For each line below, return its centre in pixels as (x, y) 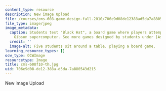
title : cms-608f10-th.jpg (32, 64)
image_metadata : (22, 28)
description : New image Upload (37, 14)
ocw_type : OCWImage (25, 55)
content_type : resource (30, 10)
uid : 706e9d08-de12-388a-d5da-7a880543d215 (51, 69)
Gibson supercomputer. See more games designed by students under (84, 37)
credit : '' (21, 42)
